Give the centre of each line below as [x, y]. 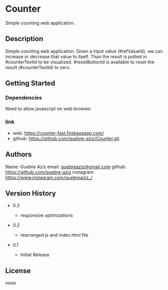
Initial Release [35, 255]
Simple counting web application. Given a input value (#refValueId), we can [84, 51]
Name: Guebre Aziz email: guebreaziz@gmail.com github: [66, 167]
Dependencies [24, 98]
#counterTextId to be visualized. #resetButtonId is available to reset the [80, 62]
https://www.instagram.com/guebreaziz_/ [49, 177]
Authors [19, 155]
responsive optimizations [47, 215]
